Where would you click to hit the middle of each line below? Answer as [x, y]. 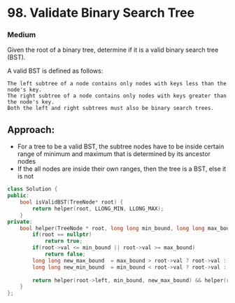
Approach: [31, 130]
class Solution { [33, 189]
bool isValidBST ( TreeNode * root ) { [72, 202]
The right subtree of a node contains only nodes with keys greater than [117, 96]
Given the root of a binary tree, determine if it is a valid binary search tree [113, 50]
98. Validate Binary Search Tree [101, 13]
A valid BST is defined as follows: [55, 71]
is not [25, 176]
